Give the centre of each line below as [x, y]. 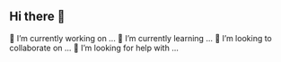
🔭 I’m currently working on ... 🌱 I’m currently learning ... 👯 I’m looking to [140, 38]
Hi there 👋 [37, 17]
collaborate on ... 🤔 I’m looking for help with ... [94, 48]
